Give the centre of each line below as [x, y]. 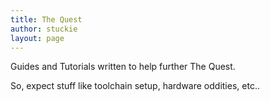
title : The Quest [46, 19]
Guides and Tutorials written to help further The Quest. [123, 67]
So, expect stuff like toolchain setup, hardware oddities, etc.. [135, 86]
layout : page [37, 38]
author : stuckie [44, 29]
